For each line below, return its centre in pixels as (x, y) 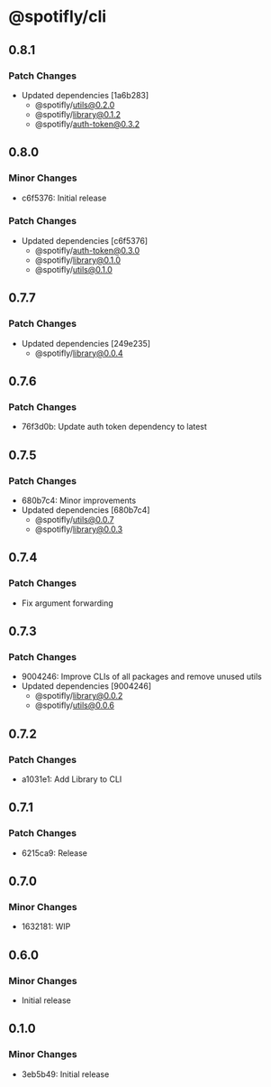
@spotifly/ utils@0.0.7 (74, 519)
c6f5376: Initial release (64, 198)
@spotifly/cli (58, 17)
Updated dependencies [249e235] (86, 343)
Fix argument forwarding (67, 603)
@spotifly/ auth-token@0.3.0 (87, 250)
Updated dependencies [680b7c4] (86, 510)
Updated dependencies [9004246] (86, 686)
